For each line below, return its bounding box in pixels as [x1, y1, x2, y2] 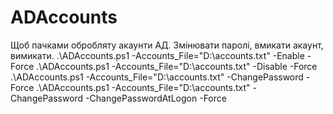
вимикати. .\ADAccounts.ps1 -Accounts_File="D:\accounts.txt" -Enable [10, 49, 305, 61]
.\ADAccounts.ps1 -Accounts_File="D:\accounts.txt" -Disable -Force [36, 60, 318, 72]
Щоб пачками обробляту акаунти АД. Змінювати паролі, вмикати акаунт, [10, 39, 324, 51]
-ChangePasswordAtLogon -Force [85, 92, 227, 104]
